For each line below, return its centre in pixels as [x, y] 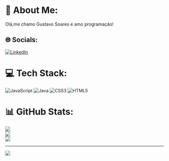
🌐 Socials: [22, 40]
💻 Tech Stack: [36, 73]
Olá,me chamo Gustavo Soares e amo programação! [60, 24]
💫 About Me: [32, 10]
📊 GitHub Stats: [39, 112]
